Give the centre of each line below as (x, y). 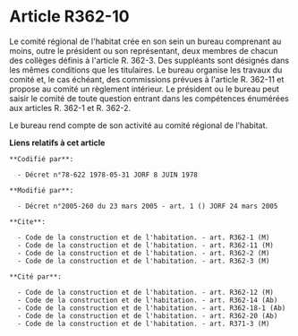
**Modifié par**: (42, 190)
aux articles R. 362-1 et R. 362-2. (70, 108)
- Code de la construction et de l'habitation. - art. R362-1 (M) (144, 237)
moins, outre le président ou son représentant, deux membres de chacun (144, 50)
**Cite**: (28, 221)
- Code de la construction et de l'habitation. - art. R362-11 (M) (146, 245)
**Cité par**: (36, 276)
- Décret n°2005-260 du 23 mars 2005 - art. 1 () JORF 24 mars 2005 (148, 206)
